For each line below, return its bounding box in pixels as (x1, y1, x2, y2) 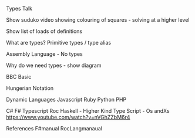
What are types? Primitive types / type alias (6, 39, 112, 46)
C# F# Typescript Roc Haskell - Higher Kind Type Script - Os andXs (6, 107, 170, 114)
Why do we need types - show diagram (6, 62, 102, 69)
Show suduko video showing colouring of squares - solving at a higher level (6, 16, 190, 23)
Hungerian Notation (6, 85, 54, 92)
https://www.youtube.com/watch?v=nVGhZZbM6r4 (6, 114, 130, 120)
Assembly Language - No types (6, 51, 83, 58)
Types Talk (6, 5, 33, 12)
